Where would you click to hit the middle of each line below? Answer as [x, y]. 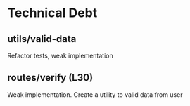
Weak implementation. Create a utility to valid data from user [95, 94]
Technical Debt [52, 13]
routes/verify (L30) [50, 78]
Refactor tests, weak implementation [61, 55]
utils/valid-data [42, 39]
